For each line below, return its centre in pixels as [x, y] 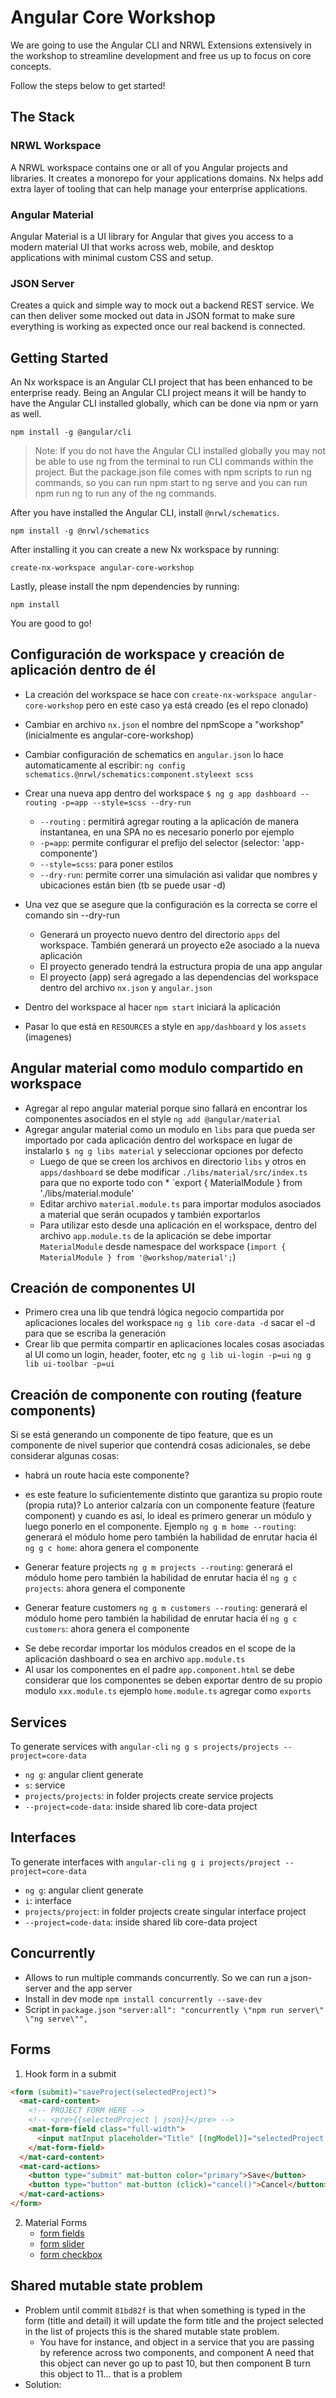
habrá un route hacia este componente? [107, 1475]
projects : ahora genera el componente [105, 1588]
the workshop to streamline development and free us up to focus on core [161, 55]
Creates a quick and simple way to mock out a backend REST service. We [162, 305]
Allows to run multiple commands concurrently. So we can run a [156, 1977]
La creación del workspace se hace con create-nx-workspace [150, 694]
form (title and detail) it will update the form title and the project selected [174, 2320]
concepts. [31, 66]
